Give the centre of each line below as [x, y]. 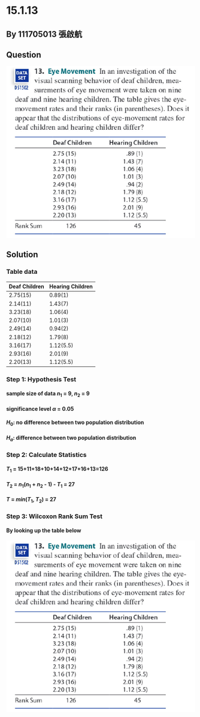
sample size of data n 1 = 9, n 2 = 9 [48, 394]
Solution [22, 255]
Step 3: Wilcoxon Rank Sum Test [54, 516]
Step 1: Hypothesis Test [41, 379]
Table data [22, 272]
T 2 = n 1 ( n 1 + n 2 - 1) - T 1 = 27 [40, 485]
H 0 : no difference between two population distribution [75, 423]
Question [24, 55]
